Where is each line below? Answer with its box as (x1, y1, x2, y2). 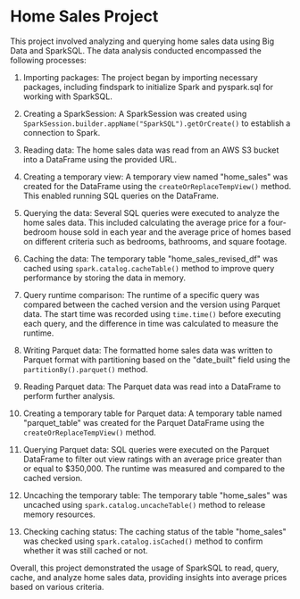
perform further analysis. (22, 390, 115, 401)
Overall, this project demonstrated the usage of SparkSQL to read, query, (10, 562, 279, 573)
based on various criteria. (10, 581, 104, 592)
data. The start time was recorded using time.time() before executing (22, 308, 281, 319)
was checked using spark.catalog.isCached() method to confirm (22, 536, 263, 546)
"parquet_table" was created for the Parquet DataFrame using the (22, 417, 265, 428)
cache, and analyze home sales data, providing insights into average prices (10, 571, 287, 582)
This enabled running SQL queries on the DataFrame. (22, 190, 220, 201)
